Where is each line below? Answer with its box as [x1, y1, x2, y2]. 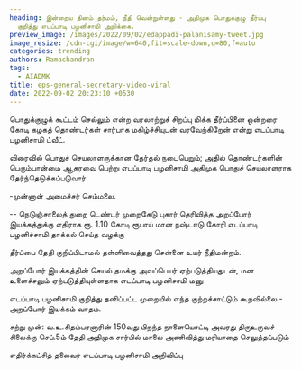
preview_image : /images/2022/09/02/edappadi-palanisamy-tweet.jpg [9, 30, 264, 39]
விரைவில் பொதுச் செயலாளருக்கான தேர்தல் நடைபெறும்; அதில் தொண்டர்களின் [9, 152, 283, 162]
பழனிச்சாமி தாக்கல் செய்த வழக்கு [9, 228, 124, 239]
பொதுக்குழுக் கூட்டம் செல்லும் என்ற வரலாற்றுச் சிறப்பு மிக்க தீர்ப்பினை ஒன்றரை [9, 114, 278, 125]
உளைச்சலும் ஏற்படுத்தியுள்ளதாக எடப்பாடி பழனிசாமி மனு [9, 274, 204, 285]
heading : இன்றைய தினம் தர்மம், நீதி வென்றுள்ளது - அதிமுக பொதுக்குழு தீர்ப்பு [9, 13, 266, 23]
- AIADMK [17, 72, 50, 81]
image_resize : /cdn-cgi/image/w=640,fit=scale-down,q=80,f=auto [9, 38, 256, 48]
